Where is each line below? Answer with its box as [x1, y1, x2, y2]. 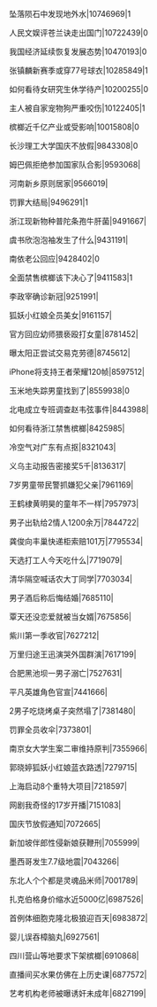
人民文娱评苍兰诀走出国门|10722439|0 [9, 27, 148, 38]
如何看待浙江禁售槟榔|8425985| [9, 423, 125, 433]
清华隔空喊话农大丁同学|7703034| [9, 574, 133, 584]
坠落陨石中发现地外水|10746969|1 [9, 9, 131, 19]
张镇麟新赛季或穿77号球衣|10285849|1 [9, 66, 148, 75]
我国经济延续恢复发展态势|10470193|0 [9, 46, 147, 57]
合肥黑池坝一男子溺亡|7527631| [9, 668, 123, 678]
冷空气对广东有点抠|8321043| [9, 442, 116, 452]
